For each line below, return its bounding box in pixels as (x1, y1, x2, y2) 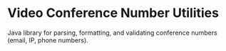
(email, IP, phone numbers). (7, 35, 89, 44)
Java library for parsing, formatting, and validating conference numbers (7, 28, 217, 37)
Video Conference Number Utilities (7, 5, 220, 21)
